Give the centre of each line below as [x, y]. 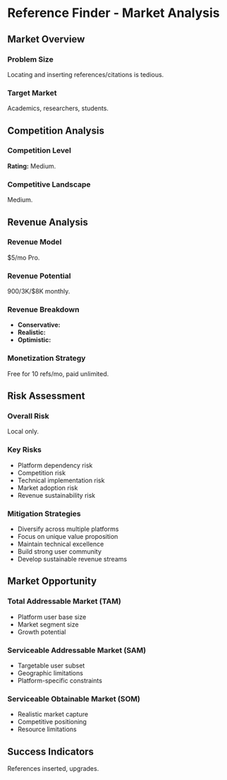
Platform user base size [52, 617]
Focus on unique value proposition [68, 537]
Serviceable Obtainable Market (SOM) [74, 699]
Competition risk [41, 472]
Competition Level [39, 151]
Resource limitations [47, 729]
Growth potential [42, 631]
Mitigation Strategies [44, 513]
